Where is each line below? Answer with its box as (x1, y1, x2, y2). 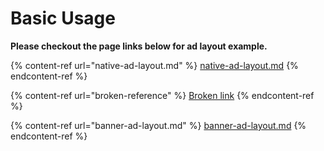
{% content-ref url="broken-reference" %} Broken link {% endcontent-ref (10, 89, 315, 101)
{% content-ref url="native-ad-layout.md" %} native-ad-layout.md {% (10, 59, 299, 71)
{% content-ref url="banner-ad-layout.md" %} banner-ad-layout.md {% (10, 119, 307, 131)
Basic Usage (10, 7, 116, 30)
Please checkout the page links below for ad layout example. (10, 40, 268, 52)
